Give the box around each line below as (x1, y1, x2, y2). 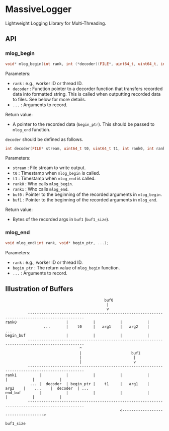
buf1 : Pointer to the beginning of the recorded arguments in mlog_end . (12, 197, 157, 203)
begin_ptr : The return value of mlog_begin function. (12, 264, 120, 270)
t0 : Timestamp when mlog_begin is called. (12, 170, 101, 176)
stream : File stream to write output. (12, 165, 86, 171)
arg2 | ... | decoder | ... (5, 386, 89, 391)
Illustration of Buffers (5, 284, 73, 293)
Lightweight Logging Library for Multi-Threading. (5, 20, 107, 26)
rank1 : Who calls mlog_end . (12, 186, 69, 192)
